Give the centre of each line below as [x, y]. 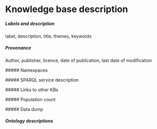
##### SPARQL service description [42, 80]
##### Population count [30, 100]
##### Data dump [24, 109]
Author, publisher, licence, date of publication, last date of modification [79, 60]
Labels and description [30, 23]
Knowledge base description [67, 9]
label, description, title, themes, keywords [49, 36]
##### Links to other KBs [32, 90]
